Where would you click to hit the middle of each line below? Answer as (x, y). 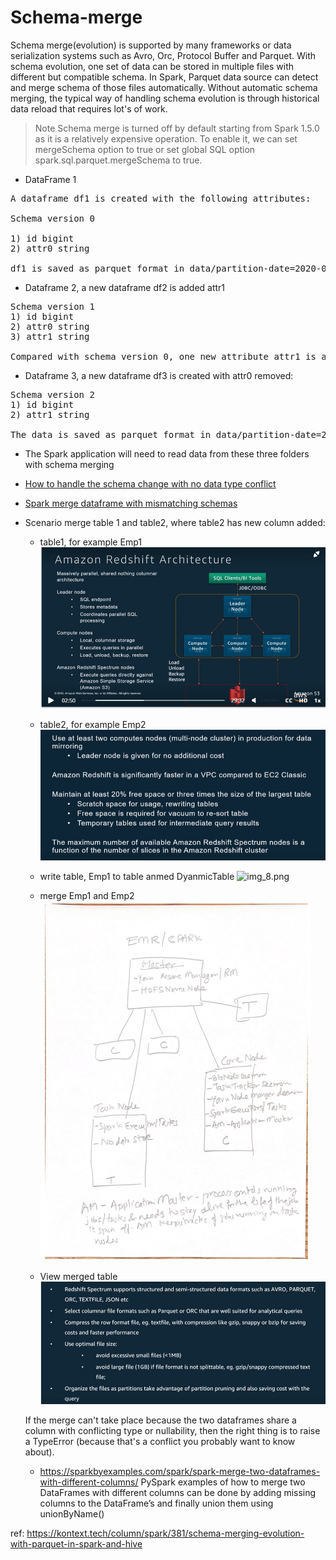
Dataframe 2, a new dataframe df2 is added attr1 (125, 287)
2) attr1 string (50, 414)
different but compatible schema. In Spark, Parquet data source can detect (164, 77)
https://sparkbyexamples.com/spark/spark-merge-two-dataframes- (180, 1471)
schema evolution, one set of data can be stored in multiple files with (152, 66)
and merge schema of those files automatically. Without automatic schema (164, 87)
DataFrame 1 (50, 179)
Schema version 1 (52, 306)
